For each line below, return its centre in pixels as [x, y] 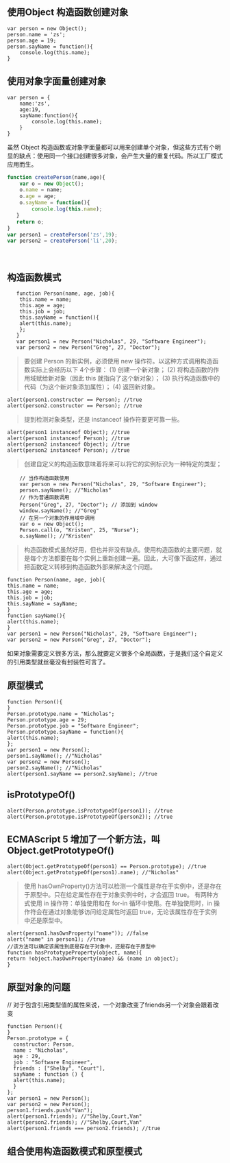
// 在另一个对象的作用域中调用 [57, 518]
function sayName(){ [37, 616]
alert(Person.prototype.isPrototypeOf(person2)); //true [90, 817]
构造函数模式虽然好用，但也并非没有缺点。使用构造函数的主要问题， [120, 550]
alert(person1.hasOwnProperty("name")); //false [78, 933]
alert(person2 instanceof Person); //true [68, 451]
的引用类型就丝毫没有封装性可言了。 [58, 662]
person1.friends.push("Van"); [50, 1111]
